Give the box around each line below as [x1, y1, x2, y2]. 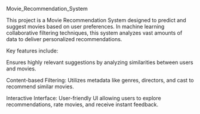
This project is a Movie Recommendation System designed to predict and [6, 17, 186, 23]
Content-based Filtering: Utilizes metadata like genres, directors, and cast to [6, 77, 194, 84]
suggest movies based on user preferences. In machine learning [6, 23, 165, 30]
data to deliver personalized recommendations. [6, 36, 122, 42]
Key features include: [6, 47, 59, 54]
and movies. [6, 65, 36, 72]
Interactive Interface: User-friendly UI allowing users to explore [6, 95, 161, 101]
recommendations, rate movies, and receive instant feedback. [6, 101, 159, 108]
